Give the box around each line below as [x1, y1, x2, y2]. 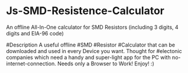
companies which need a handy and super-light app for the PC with [6, 54, 171, 61]
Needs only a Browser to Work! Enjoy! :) [57, 60, 155, 67]
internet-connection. [6, 60, 56, 67]
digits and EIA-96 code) [6, 29, 64, 36]
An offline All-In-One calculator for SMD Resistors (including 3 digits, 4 [6, 24, 179, 31]
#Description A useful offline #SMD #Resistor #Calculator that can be [6, 41, 176, 48]
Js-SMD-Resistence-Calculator [6, 4, 164, 18]
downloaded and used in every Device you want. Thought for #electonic [6, 47, 182, 54]
